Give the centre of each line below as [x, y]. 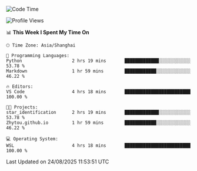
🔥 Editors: [20, 87]
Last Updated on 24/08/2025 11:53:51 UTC [58, 162]
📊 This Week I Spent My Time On [48, 32]
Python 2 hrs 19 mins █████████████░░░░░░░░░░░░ [98, 61]
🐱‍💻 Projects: [22, 107]
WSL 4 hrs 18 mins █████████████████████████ [98, 146]
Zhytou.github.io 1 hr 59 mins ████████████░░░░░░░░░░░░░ [98, 123]
